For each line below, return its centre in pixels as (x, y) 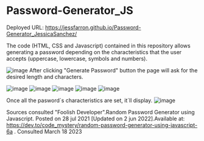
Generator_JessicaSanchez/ (42, 33)
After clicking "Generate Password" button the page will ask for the (114, 70)
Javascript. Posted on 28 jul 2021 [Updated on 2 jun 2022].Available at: (96, 119)
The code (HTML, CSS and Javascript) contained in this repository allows (98, 46)
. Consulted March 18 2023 (48, 131)
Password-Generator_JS (70, 11)
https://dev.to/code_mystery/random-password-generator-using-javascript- (102, 125)
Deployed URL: (25, 27)
